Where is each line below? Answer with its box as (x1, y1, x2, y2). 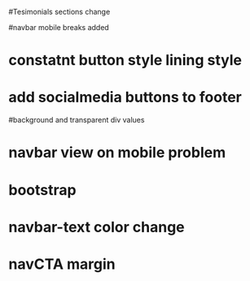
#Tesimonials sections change (8, 7, 111, 16)
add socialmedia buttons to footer (8, 89, 242, 106)
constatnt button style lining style (8, 51, 243, 70)
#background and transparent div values (8, 115, 145, 125)
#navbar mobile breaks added (8, 23, 110, 32)
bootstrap (8, 180, 77, 199)
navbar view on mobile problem (8, 144, 226, 162)
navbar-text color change (8, 218, 185, 236)
